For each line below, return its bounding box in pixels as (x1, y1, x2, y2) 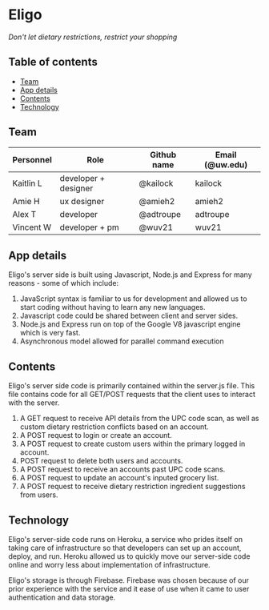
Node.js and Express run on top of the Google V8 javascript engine (19, 319, 241, 329)
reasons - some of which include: (8, 279, 119, 288)
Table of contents (8, 55, 98, 69)
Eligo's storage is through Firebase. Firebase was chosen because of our (8, 576, 250, 585)
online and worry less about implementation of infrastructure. (8, 560, 211, 569)
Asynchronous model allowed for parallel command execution (19, 336, 224, 346)
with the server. (8, 398, 60, 407)
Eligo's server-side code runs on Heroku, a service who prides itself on (8, 535, 243, 544)
